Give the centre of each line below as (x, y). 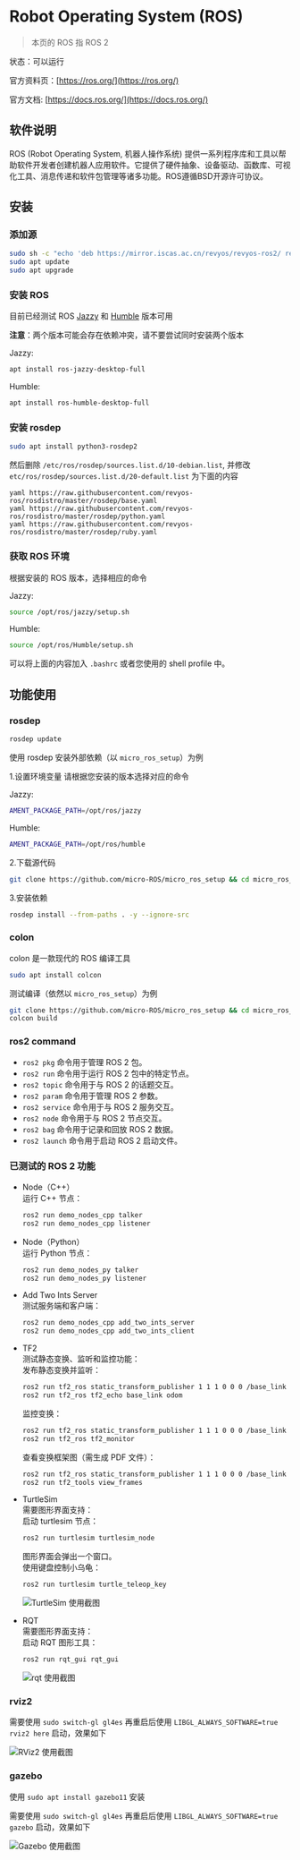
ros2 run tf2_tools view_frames (82, 1482)
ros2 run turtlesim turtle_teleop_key (94, 1585)
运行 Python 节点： (57, 1253)
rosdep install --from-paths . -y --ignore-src (100, 915)
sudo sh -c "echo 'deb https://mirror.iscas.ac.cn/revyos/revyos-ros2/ (145, 254)
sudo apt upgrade (42, 270)
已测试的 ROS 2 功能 (53, 1165)
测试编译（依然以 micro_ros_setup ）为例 (83, 993)
